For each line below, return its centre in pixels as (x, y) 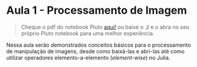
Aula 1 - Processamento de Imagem (97, 10)
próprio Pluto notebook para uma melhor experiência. (88, 33)
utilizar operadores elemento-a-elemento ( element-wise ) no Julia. (88, 57)
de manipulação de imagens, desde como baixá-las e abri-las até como (95, 51)
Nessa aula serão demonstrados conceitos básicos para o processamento (99, 45)
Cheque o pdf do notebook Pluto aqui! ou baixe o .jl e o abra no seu (105, 27)
